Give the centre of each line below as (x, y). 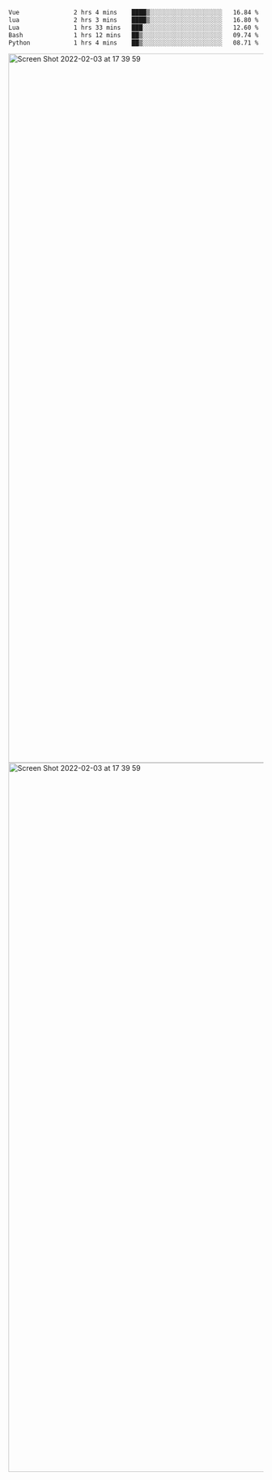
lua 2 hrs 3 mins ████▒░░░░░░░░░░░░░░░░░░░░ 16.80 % (134, 20)
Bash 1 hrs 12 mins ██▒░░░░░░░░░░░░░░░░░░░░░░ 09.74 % (134, 35)
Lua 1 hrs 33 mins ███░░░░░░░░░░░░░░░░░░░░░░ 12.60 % (134, 28)
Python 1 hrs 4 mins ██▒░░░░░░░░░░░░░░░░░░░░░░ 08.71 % (134, 43)
